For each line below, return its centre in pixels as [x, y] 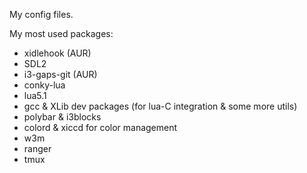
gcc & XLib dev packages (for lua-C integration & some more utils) [160, 106]
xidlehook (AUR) [57, 53]
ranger [37, 148]
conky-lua [44, 85]
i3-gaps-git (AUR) [60, 74]
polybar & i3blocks [62, 117]
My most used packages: [61, 33]
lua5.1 [35, 95]
